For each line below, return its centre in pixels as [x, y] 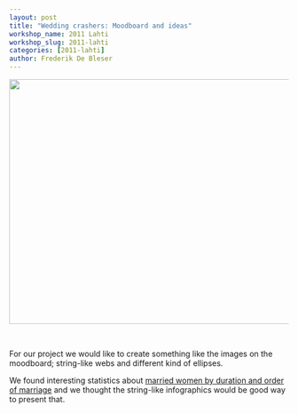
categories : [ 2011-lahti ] [57, 51]
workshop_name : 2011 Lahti [59, 34]
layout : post [33, 17]
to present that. [37, 399]
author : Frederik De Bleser [61, 59]
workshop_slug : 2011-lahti [59, 42]
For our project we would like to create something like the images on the [141, 353]
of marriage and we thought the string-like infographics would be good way [148, 390]
